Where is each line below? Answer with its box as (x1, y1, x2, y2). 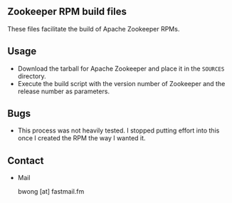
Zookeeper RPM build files (7, 6, 127, 18)
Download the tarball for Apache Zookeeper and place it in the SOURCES (17, 64, 225, 73)
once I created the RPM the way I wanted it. (17, 134, 146, 142)
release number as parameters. (17, 87, 110, 95)
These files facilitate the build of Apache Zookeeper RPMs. (7, 24, 180, 33)
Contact (7, 155, 44, 167)
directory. (17, 71, 46, 80)
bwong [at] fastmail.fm (17, 187, 85, 196)
